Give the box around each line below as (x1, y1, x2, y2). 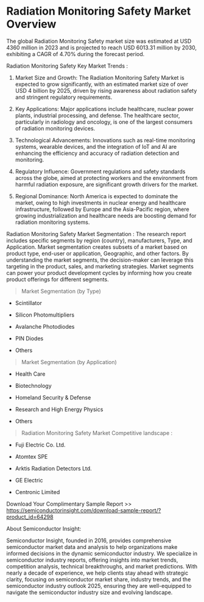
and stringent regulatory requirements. (15, 93, 113, 101)
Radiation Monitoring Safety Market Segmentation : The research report (6, 230, 186, 237)
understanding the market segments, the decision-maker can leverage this (6, 256, 194, 263)
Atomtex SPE (15, 453, 48, 460)
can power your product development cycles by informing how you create (6, 269, 192, 276)
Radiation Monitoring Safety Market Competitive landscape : (21, 429, 173, 437)
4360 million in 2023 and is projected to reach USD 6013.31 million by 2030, (6, 44, 197, 51)
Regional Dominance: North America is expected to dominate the (15, 192, 178, 199)
